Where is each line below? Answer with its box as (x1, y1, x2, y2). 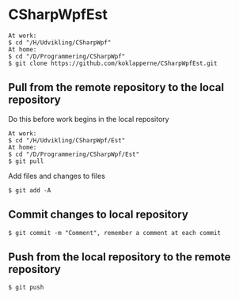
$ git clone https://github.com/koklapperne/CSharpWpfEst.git (8, 59, 218, 67)
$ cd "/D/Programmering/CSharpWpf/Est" (8, 150, 140, 158)
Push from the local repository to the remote (8, 250, 231, 263)
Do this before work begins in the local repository (8, 114, 169, 123)
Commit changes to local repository (8, 208, 188, 221)
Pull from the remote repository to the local (8, 81, 224, 94)
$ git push (8, 283, 44, 292)
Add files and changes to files (8, 171, 105, 180)
